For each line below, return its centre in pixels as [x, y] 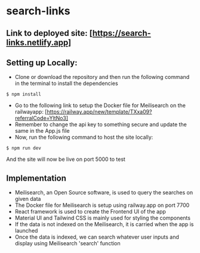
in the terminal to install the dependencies [66, 83]
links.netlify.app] [39, 42]
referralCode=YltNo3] [41, 118]
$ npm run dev [24, 148]
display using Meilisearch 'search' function [67, 243]
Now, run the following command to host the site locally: [84, 137]
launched [26, 231]
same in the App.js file [42, 131]
